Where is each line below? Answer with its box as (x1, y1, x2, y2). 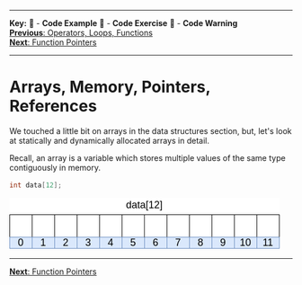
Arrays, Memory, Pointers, (9, 77, 211, 97)
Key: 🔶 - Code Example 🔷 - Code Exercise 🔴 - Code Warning (9, 18, 238, 28)
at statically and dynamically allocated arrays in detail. (9, 135, 209, 146)
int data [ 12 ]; (9, 181, 63, 190)
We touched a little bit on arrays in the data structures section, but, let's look (9, 125, 292, 136)
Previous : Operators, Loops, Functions (9, 28, 153, 38)
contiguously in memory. (9, 162, 102, 173)
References (9, 96, 97, 117)
